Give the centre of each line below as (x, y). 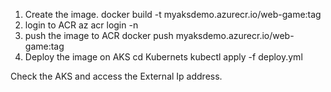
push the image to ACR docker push (99, 35)
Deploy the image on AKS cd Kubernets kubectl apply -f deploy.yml (163, 57)
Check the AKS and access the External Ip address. (116, 76)
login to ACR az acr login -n (81, 25)
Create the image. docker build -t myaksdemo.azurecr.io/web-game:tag (173, 14)
